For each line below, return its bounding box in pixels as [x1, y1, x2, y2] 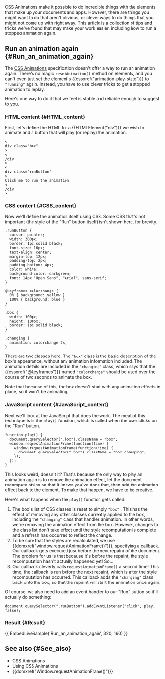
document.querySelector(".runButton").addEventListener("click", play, [5, 603, 155, 609]
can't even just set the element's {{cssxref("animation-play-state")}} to [5, 76, 149, 82]
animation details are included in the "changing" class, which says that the [5, 364, 156, 370]
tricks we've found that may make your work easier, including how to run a [5, 25, 157, 31]
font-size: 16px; [9, 246, 45, 251]
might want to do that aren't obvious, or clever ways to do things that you [5, 15, 154, 20]
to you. [5, 101, 20, 107]
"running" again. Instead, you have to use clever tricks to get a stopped [5, 81, 150, 87]
